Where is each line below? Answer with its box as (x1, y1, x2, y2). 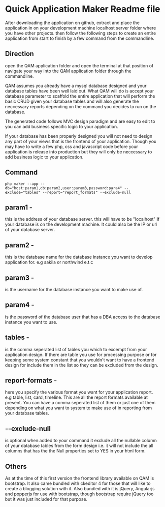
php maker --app (5, 181, 38, 186)
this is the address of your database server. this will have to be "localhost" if (5, 216, 160, 222)
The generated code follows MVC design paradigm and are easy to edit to (5, 118, 155, 124)
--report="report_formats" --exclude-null (42, 190, 132, 195)
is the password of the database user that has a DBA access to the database (5, 314, 161, 320)
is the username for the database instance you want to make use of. (5, 287, 143, 292)
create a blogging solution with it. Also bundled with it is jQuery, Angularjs (5, 486, 155, 492)
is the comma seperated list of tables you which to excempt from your (5, 346, 147, 352)
